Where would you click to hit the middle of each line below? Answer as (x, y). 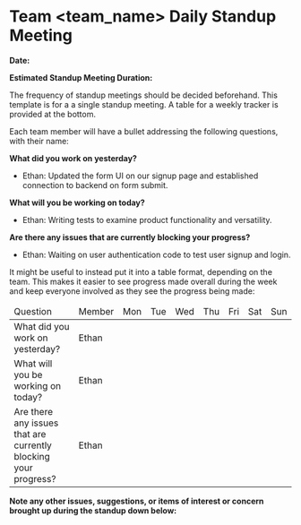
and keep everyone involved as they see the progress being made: (132, 291)
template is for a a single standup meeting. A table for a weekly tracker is (144, 104)
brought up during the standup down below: (93, 510)
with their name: (39, 141)
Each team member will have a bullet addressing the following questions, (144, 131)
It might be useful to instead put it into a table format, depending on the (141, 271)
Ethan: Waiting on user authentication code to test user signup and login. (156, 254)
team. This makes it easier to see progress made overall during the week (143, 281)
